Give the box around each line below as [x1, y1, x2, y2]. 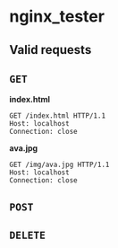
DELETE [9, 229, 46, 242]
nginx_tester [9, 6, 105, 27]
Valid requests [9, 42, 92, 58]
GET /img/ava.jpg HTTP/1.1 [9, 160, 110, 170]
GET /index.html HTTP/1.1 [9, 111, 105, 120]
